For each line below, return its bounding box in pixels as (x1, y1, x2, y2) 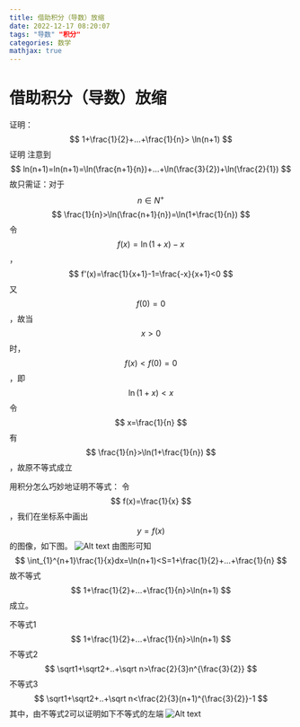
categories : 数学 (9, 38, 72, 48)
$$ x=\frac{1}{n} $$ (114, 416, 188, 427)
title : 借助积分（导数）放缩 (9, 13, 105, 22)
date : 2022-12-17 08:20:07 (9, 22, 110, 31)
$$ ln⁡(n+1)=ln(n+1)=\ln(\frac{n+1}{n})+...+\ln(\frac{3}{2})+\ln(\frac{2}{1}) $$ (10, 163, 292, 175)
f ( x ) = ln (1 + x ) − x (117, 239, 185, 250)
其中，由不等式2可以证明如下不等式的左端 (9, 708, 164, 719)
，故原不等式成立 (9, 461, 73, 472)
